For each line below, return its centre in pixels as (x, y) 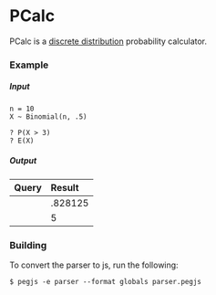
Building (28, 245)
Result (65, 187)
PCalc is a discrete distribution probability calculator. (108, 41)
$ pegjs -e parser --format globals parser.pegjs (106, 282)
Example (29, 65)
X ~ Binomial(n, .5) (49, 116)
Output (23, 161)
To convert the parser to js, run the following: (94, 265)
